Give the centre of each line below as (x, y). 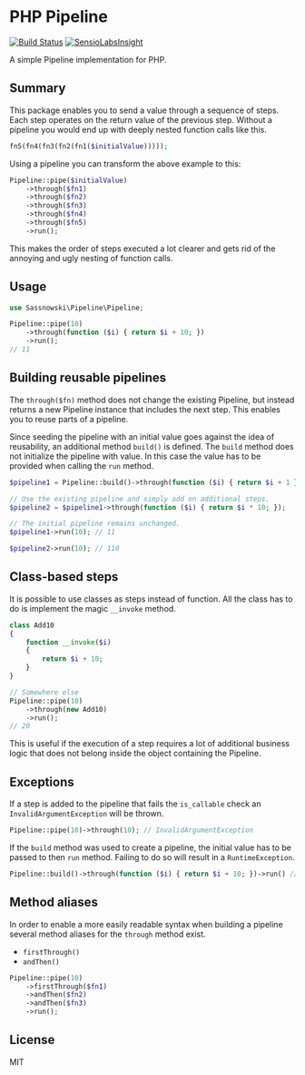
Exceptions (42, 781)
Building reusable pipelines (88, 378)
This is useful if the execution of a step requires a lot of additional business (150, 744)
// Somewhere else (44, 692)
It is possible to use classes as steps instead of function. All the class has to (151, 599)
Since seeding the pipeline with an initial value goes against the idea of (142, 436)
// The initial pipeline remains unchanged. (95, 524)
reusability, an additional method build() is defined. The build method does (152, 446)
